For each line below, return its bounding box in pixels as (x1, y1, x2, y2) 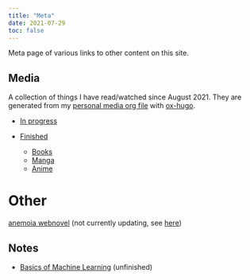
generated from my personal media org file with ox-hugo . (8, 101, 196, 111)
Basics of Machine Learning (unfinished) (19, 262, 153, 271)
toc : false (8, 26, 44, 34)
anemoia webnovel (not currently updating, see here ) (8, 218, 183, 227)
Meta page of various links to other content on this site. (8, 49, 189, 58)
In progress (19, 116, 58, 126)
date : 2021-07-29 (8, 19, 66, 27)
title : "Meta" (8, 11, 56, 20)
